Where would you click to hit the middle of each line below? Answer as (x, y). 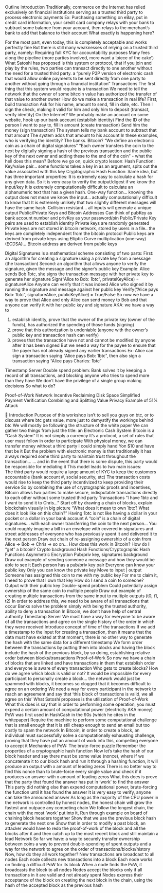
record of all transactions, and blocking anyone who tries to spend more (77, 375)
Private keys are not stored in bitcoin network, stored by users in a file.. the (80, 228)
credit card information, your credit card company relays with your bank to (80, 22)
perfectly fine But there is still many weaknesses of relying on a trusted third (81, 47)
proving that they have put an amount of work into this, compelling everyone (81, 741)
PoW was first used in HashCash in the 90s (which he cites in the (70, 715)
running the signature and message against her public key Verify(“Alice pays (81, 289)
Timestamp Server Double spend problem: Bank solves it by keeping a (75, 370)
